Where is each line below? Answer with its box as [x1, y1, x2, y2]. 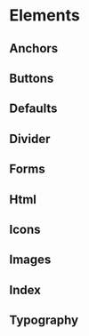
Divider [9, 131, 51, 147]
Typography [9, 313, 78, 328]
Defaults [9, 101, 58, 116]
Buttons [9, 70, 54, 85]
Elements [9, 5, 80, 26]
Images [9, 252, 52, 268]
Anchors [9, 41, 59, 56]
